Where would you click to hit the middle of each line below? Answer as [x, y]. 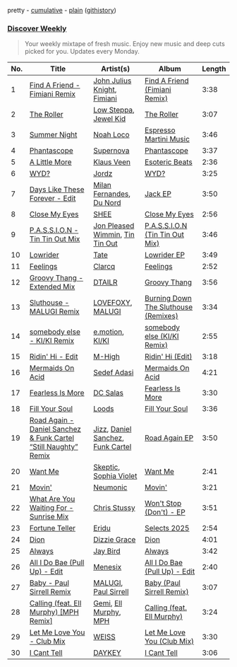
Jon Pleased [114, 226]
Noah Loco [111, 135]
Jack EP [158, 194]
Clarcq [104, 267]
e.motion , [109, 332]
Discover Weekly [37, 28]
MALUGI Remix [54, 312]
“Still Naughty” [54, 447]
